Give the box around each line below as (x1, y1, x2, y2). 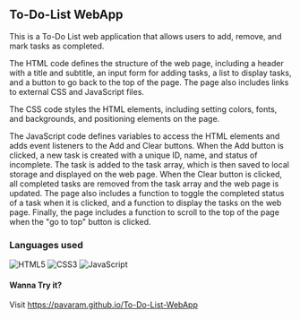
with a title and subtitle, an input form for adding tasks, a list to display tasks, (9, 67, 292, 78)
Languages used (9, 238, 83, 251)
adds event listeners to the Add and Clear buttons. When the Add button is (9, 140, 284, 151)
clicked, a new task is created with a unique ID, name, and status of (9, 150, 258, 160)
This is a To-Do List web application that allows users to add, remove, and (9, 30, 282, 41)
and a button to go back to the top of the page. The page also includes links (9, 76, 289, 88)
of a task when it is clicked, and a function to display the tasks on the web (9, 197, 282, 208)
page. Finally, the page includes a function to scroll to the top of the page (9, 206, 280, 218)
